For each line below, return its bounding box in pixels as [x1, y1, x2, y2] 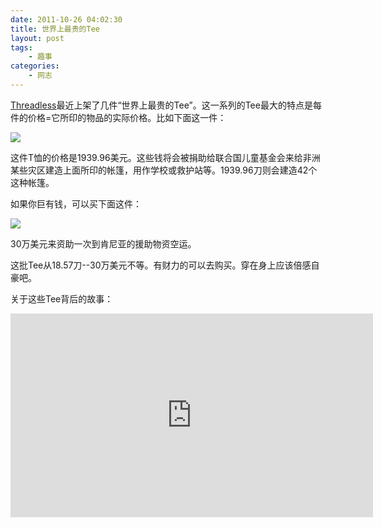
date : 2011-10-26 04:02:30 [10, 14, 123, 25]
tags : [10, 42, 33, 53]
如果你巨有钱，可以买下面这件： [10, 197, 142, 210]
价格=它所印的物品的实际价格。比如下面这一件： [27, 111, 227, 123]
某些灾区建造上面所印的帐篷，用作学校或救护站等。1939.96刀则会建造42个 [10, 164, 318, 176]
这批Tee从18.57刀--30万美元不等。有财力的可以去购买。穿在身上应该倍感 [10, 259, 312, 271]
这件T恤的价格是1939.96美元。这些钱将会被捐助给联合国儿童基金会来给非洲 [10, 151, 321, 163]
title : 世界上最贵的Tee [10, 24, 100, 34]
